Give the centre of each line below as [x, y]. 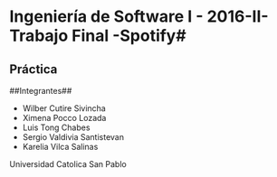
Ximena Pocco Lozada [64, 118]
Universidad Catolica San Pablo [68, 164]
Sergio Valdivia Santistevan [73, 137]
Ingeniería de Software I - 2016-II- [139, 17]
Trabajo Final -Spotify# [98, 36]
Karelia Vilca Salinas [60, 147]
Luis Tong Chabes [56, 127]
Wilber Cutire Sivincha [64, 108]
